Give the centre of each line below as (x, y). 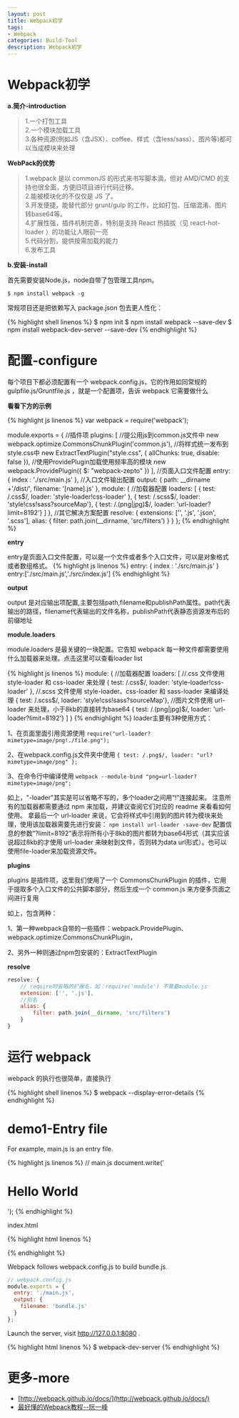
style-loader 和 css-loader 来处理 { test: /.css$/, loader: (88, 682)
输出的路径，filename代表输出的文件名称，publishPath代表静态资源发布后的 (119, 611)
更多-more (39, 1378)
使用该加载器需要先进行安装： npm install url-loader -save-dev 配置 (123, 824)
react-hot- (205, 223)
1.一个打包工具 (46, 121)
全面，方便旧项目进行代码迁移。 (91, 187)
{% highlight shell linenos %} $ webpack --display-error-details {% (106, 1092)
